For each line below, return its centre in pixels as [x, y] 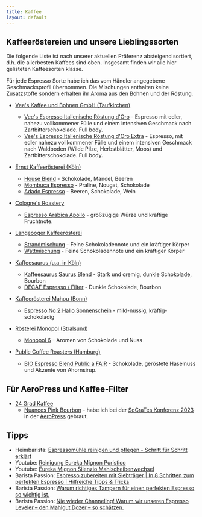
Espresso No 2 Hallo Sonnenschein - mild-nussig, [86, 310]
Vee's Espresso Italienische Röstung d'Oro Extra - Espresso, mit [103, 136]
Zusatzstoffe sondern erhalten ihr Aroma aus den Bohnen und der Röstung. [100, 93]
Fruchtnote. [38, 221]
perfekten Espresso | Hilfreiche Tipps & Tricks [72, 481]
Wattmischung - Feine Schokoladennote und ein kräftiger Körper [104, 251]
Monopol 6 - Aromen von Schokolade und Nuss [83, 340]
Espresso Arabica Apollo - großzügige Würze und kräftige [96, 215]
